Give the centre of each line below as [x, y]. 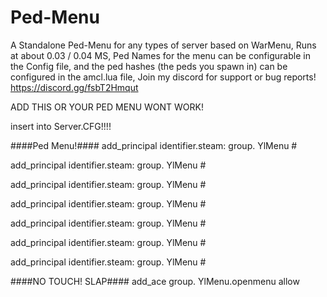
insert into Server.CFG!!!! [61, 126]
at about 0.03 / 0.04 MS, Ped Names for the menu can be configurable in [160, 55]
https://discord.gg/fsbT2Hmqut [74, 87]
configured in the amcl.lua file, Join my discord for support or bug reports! [163, 77]
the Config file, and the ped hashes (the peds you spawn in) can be [149, 66]
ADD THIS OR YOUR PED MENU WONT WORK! [107, 107]
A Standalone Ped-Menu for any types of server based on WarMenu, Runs [163, 45]
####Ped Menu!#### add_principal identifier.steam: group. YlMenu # [154, 145]
